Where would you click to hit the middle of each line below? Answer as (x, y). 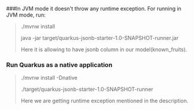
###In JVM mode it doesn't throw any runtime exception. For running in (94, 9)
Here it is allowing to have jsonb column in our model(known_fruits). (104, 49)
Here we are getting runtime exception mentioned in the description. (104, 101)
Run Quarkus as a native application (60, 65)
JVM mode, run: (26, 15)
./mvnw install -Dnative (49, 78)
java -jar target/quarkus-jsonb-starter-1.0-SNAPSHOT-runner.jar (99, 38)
